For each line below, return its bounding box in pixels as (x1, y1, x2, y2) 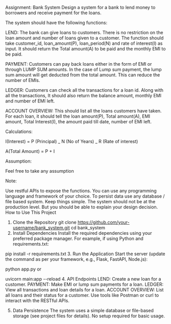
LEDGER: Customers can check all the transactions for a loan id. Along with (5, 87, 164, 93)
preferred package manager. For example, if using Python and (12, 235, 144, 241)
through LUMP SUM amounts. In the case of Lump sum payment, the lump (5, 66, 162, 72)
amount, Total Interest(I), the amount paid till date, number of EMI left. (5, 119, 152, 124)
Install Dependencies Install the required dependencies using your (12, 230, 152, 236)
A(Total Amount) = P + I (5, 148, 55, 154)
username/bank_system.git (12, 225, 70, 231)
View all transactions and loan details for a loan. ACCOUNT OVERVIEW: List (5, 287, 164, 292)
